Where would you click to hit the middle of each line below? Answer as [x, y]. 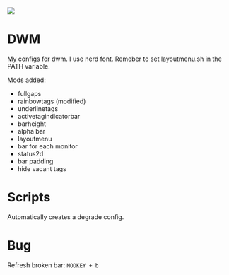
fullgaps [29, 93]
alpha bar [31, 131]
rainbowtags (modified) [52, 101]
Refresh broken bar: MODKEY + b [53, 265]
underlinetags [38, 108]
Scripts [29, 198]
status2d [30, 153]
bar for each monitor [47, 146]
